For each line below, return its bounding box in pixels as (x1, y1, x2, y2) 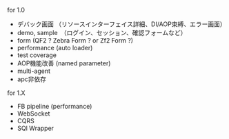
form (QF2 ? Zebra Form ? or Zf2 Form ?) (17, 36, 133, 44)
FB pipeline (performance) (17, 103, 92, 110)
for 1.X (7, 89, 26, 97)
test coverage (17, 51, 57, 59)
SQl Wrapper (17, 124, 54, 132)
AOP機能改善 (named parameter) (17, 59, 111, 67)
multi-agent (17, 67, 50, 75)
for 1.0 (7, 6, 26, 14)
